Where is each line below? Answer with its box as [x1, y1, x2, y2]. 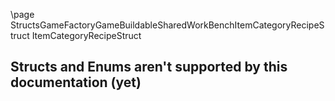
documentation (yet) [10, 74, 142, 91]
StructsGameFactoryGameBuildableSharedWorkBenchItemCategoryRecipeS [10, 19, 325, 31]
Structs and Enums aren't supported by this [10, 59, 288, 76]
